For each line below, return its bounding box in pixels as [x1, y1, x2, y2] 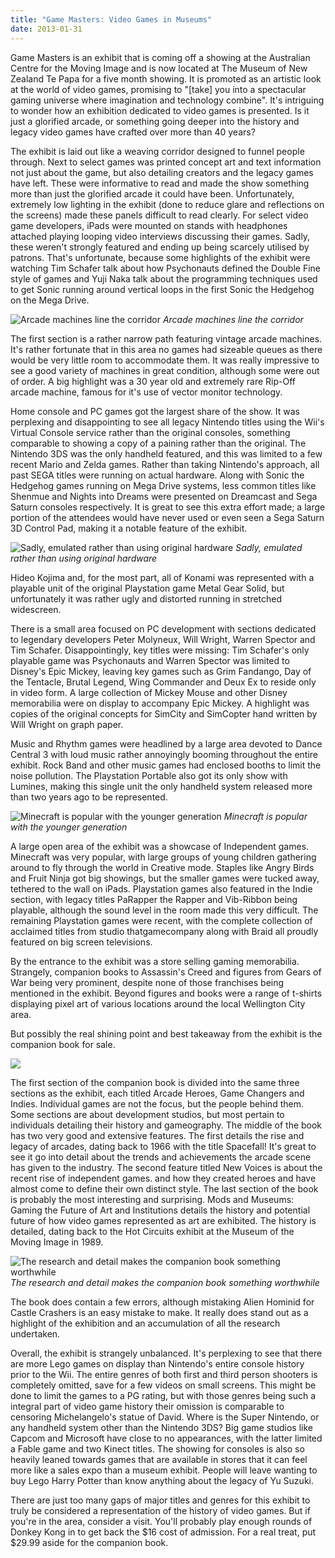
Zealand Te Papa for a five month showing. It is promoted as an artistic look [10, 72, 322, 85]
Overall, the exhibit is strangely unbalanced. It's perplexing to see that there [10, 1347, 323, 1359]
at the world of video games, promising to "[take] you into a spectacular [10, 83, 307, 95]
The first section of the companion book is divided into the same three [10, 1076, 300, 1088]
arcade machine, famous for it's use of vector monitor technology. [10, 386, 283, 398]
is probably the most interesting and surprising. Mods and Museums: [10, 1193, 295, 1205]
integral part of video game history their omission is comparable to [10, 1400, 285, 1412]
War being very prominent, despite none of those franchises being [10, 976, 285, 988]
